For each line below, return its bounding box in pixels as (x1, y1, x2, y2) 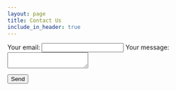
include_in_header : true (7, 23, 81, 30)
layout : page (7, 10, 46, 18)
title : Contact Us (7, 17, 62, 24)
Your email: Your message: (7, 43, 170, 51)
